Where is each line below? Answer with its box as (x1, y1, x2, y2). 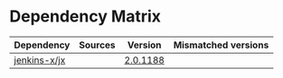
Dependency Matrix (9, 6, 161, 27)
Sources (79, 39, 116, 51)
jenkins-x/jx (14, 54, 66, 66)
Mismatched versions (173, 39, 269, 51)
